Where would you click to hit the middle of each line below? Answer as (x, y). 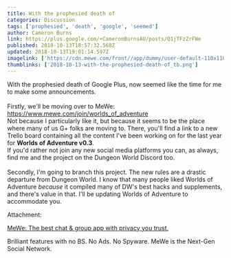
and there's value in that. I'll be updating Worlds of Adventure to (98, 194)
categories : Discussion (41, 20)
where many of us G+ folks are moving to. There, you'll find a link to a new (112, 128)
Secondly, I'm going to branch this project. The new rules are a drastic (107, 172)
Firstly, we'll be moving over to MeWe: (61, 106)
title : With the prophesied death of (61, 13)
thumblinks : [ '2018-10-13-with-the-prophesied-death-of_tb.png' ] (102, 65)
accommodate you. (34, 201)
